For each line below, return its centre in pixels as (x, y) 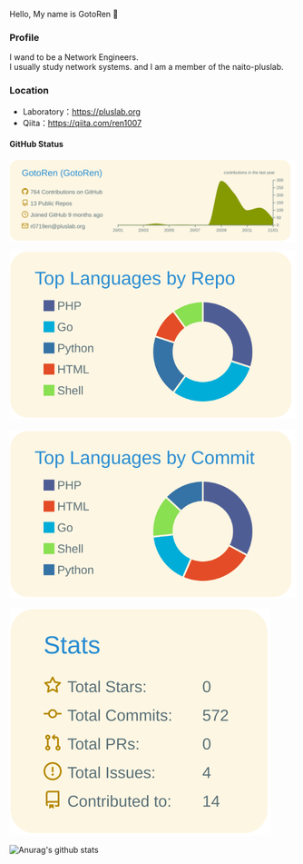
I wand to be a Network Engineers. (74, 57)
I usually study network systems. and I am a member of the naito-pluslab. (147, 67)
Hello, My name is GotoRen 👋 (64, 14)
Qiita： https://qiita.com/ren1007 (82, 123)
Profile (24, 37)
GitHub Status (36, 144)
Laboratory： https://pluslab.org (81, 111)
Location (29, 91)
